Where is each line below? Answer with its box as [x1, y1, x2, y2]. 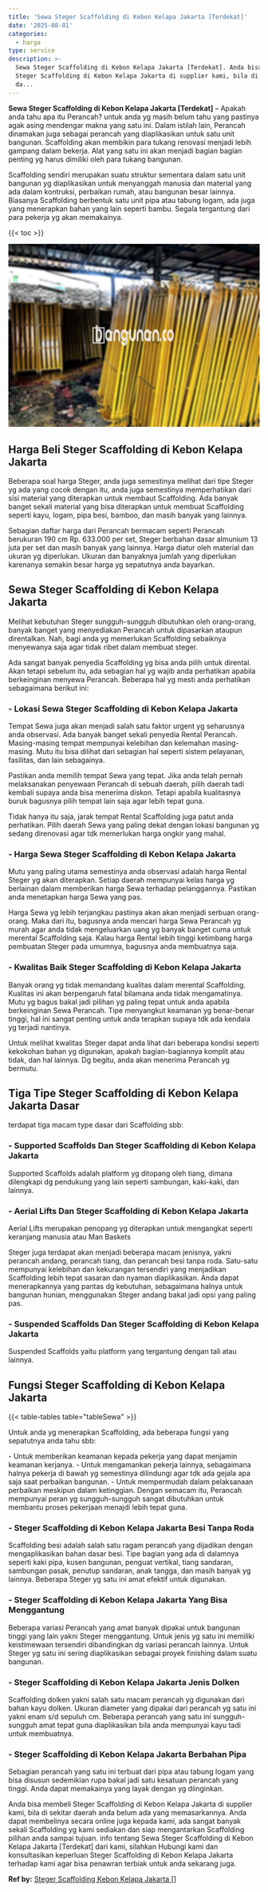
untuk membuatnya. [8, 1729, 74, 1738]
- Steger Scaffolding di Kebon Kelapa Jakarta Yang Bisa [8, 1595, 228, 1606]
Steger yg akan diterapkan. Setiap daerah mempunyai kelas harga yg [8, 876, 235, 885]
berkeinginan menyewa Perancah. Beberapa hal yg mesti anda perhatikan [8, 674, 251, 684]
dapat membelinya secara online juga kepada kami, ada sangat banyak [8, 1816, 242, 1826]
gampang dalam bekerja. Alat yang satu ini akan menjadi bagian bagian [8, 146, 242, 155]
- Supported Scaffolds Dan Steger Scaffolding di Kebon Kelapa [8, 1140, 257, 1152]
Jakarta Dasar [8, 1100, 80, 1113]
